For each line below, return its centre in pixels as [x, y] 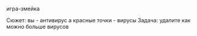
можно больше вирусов [38, 27]
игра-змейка [23, 9]
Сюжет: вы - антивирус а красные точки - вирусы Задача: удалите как [99, 20]
